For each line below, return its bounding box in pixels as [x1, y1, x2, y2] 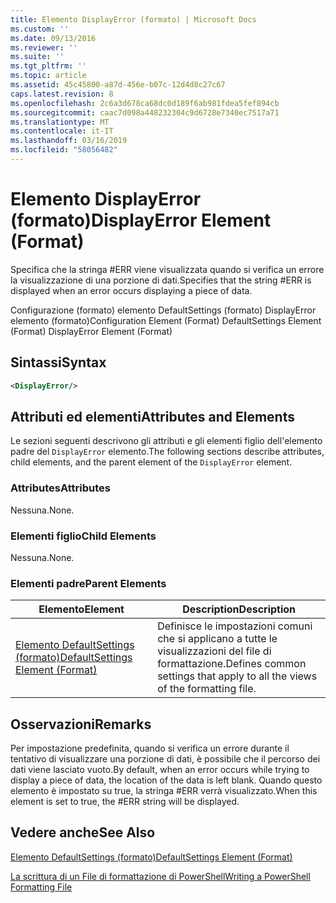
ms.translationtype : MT [10, 117, 110, 127]
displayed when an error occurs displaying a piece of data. [10, 284, 253, 296]
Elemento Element [38, 602, 125, 616]
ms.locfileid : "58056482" [10, 145, 118, 155]
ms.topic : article [10, 71, 87, 81]
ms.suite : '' [10, 52, 65, 62]
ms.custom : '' [10, 24, 70, 34]
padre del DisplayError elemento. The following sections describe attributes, [10, 446, 325, 458]
